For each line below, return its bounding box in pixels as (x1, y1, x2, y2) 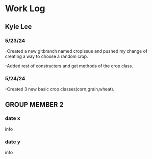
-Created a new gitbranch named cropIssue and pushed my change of (5, 48, 148, 54)
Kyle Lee (5, 23, 32, 31)
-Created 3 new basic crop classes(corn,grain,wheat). (5, 86, 115, 92)
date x (5, 115, 21, 122)
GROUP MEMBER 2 (5, 100, 64, 109)
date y (5, 138, 21, 145)
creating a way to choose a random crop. (5, 53, 88, 59)
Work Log (5, 3, 46, 14)
